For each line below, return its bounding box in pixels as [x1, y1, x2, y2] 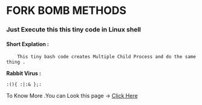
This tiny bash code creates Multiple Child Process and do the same [17, 54, 197, 60]
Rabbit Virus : [6, 70, 41, 77]
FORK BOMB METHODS [6, 4, 127, 18]
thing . [6, 59, 26, 66]
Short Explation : [6, 40, 50, 47]
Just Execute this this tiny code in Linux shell [6, 25, 141, 34]
